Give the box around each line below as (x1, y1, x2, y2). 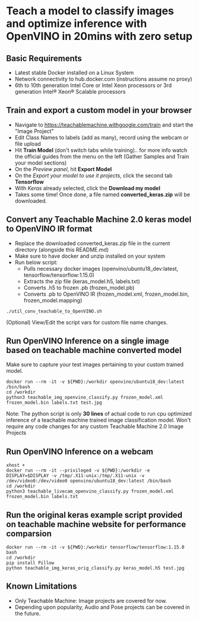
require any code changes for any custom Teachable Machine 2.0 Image (6, 423, 184, 430)
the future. (14, 609, 41, 617)
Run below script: (14, 258, 58, 266)
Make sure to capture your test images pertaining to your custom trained (6, 361, 184, 368)
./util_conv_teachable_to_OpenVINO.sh (6, 308, 102, 314)
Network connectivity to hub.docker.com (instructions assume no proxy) (14, 76, 192, 82)
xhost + (6, 462, 26, 469)
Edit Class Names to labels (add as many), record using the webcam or (14, 134, 189, 141)
